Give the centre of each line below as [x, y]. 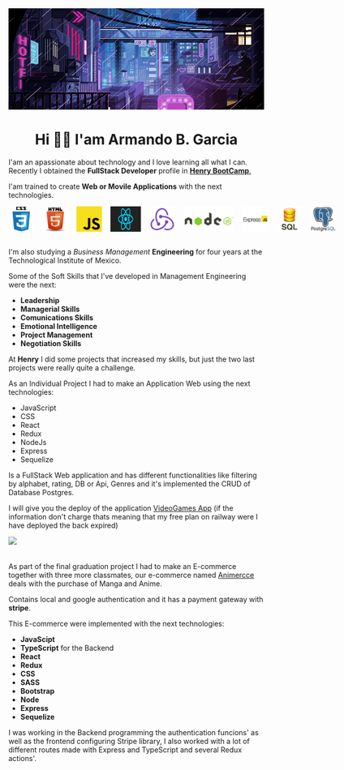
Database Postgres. [41, 492]
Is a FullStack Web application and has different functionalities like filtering [133, 475]
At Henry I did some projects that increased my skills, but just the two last [132, 359]
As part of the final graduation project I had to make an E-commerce [123, 566]
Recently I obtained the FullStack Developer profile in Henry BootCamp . [130, 170]
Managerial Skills [50, 309]
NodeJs [33, 442]
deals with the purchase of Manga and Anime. [85, 584]
